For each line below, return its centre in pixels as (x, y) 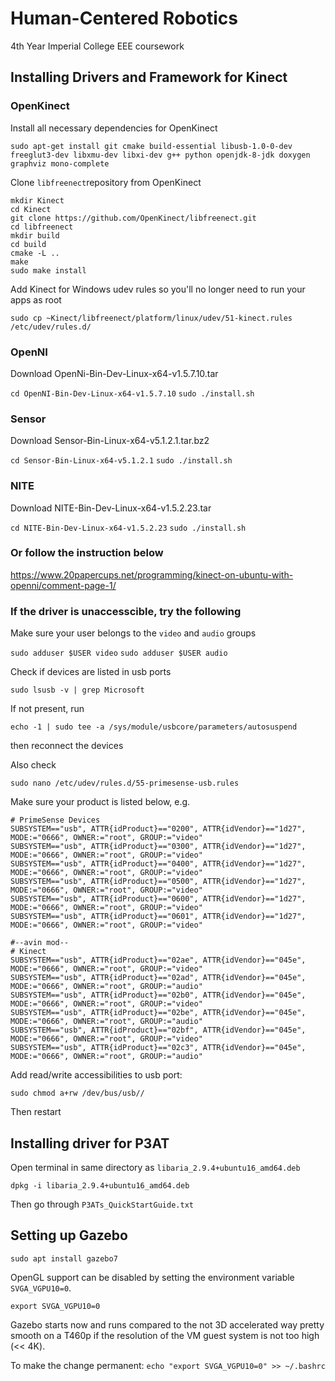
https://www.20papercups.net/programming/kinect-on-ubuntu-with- (152, 574)
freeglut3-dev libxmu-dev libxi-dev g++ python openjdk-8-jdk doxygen (160, 155)
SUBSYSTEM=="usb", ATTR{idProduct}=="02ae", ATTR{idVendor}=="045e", (158, 960)
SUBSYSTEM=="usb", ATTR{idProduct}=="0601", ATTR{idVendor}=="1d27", (158, 917)
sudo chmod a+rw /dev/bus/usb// (77, 1093)
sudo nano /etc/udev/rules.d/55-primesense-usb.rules (125, 783)
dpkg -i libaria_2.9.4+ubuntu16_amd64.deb (100, 1185)
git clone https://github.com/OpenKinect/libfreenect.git (133, 218)
